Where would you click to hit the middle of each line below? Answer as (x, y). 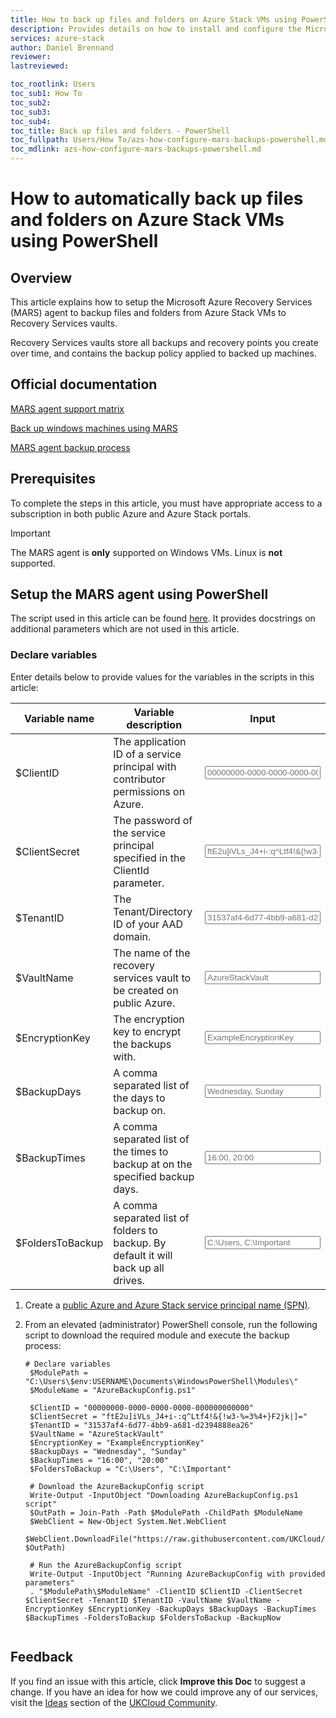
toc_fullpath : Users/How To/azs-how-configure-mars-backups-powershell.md (169, 140)
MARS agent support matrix (67, 408)
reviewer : (31, 57)
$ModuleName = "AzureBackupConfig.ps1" (112, 1390)
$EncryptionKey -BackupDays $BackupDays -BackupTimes (202, 1609)
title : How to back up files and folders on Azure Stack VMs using (154, 19)
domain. (132, 936)
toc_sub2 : (31, 102)
